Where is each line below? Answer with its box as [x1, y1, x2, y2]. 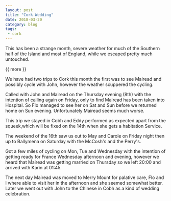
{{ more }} [5, 66, 27, 72]
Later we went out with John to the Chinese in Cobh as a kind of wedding [5, 185, 160, 191]
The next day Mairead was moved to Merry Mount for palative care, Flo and [5, 174, 164, 181]
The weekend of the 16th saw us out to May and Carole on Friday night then [5, 133, 165, 139]
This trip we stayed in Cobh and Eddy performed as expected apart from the [5, 118, 166, 123]
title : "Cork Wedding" [5, 12, 54, 17]
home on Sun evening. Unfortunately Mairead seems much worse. [5, 108, 144, 114]
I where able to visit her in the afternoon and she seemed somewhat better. [5, 180, 163, 186]
